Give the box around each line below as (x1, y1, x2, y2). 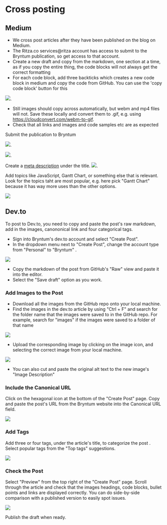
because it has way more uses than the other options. (5, 183, 117, 189)
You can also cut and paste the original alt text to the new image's (12, 366, 149, 372)
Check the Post (5, 467, 44, 474)
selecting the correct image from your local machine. (12, 347, 123, 353)
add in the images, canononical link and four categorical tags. (5, 226, 133, 232)
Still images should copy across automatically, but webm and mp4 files (12, 106, 160, 112)
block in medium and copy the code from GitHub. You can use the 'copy (12, 80, 162, 86)
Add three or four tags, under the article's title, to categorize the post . (5, 440, 151, 446)
